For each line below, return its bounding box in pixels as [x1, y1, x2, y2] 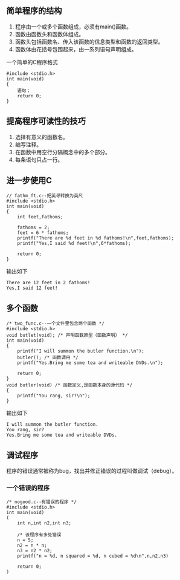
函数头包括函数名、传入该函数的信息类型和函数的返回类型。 [14, 38, 164, 45]
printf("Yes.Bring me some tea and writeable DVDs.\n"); [17, 360, 164, 366]
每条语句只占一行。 [14, 156, 63, 163]
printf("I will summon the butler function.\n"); [17, 348, 145, 354]
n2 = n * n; [17, 543, 47, 549]
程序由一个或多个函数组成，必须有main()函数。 [14, 23, 132, 30]
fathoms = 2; [17, 224, 50, 231]
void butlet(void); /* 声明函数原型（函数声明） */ [6, 332, 128, 339]
